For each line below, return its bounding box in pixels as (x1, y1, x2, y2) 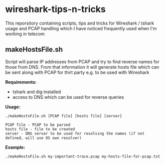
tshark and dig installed (12, 89, 61, 95)
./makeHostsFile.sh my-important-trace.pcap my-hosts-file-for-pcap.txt (5, 154, 160, 159)
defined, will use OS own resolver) (5, 135, 82, 140)
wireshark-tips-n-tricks (5, 4, 106, 15)
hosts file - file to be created (5, 126, 75, 131)
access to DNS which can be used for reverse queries (12, 94, 124, 100)
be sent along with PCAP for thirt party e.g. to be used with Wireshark (5, 69, 149, 75)
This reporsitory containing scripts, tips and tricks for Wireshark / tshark (5, 20, 154, 26)
